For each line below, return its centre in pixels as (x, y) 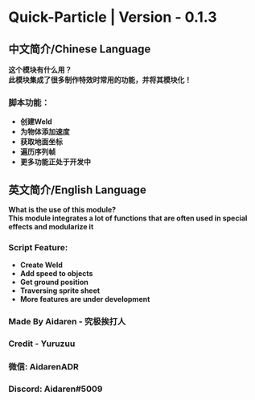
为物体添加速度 (45, 132)
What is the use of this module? (62, 210)
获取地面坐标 (41, 142)
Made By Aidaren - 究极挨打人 (67, 322)
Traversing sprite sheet (60, 291)
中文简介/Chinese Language (80, 49)
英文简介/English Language (77, 190)
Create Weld (41, 265)
